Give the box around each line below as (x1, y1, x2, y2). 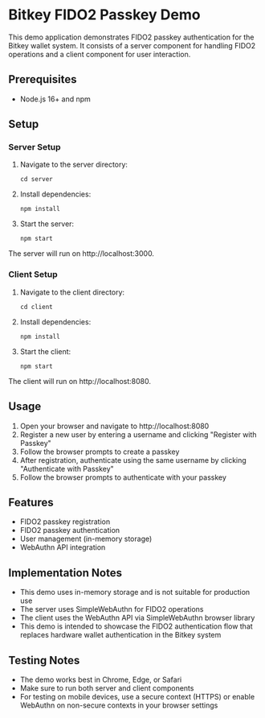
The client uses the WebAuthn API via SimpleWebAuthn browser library (19, 613, 255, 623)
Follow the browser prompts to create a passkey (19, 447, 180, 456)
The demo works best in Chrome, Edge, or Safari (19, 675, 182, 684)
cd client (19, 303, 54, 311)
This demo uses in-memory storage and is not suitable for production (19, 588, 251, 597)
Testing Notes (8, 654, 80, 667)
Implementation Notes (8, 566, 123, 580)
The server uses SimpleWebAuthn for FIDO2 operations (19, 605, 204, 614)
